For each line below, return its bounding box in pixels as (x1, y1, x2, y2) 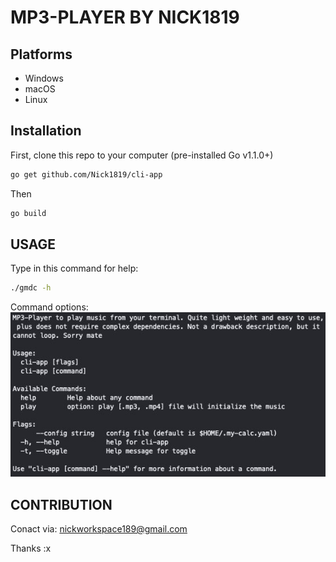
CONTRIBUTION (10, 496, 113, 513)
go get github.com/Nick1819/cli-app (10, 169, 163, 180)
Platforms (10, 46, 73, 63)
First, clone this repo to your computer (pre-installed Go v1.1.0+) (10, 149, 274, 161)
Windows (24, 72, 64, 84)
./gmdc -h (10, 283, 52, 293)
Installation (10, 122, 82, 140)
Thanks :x (10, 542, 52, 555)
